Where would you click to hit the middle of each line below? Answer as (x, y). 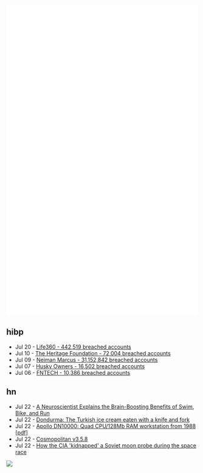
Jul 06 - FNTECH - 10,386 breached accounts (73, 372)
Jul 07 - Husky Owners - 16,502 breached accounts (80, 366)
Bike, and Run (33, 413)
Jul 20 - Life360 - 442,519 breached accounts (73, 347)
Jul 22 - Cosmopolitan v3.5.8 (51, 439)
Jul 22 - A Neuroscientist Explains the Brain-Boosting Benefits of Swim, (105, 407)
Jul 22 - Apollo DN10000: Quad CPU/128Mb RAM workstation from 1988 (105, 426)
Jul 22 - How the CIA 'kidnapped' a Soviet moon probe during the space (105, 445)
